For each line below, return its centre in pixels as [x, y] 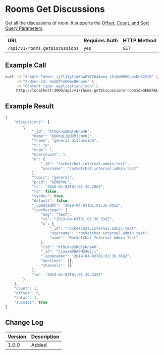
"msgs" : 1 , [43, 150]
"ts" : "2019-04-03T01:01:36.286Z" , [68, 187]
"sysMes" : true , [48, 196]
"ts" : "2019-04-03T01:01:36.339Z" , [77, 219]
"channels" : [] [56, 266]
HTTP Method [140, 40]
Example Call [26, 65]
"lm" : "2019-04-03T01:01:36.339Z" [67, 274]
